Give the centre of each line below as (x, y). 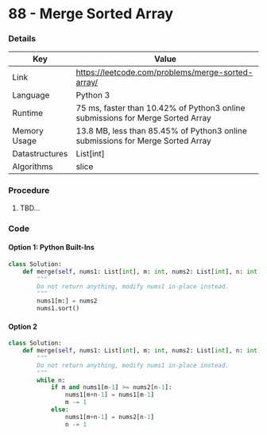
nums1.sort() (58, 309)
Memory (28, 131)
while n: (51, 380)
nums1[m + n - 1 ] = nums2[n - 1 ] (110, 417)
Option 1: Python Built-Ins (52, 248)
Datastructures (40, 154)
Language (31, 95)
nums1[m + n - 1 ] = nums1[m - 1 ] (110, 395)
